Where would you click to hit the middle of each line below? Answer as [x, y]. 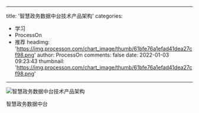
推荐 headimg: [32, 42]
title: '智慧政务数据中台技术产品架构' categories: [65, 16]
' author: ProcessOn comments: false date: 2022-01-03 [102, 55]
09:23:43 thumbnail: [40, 61]
